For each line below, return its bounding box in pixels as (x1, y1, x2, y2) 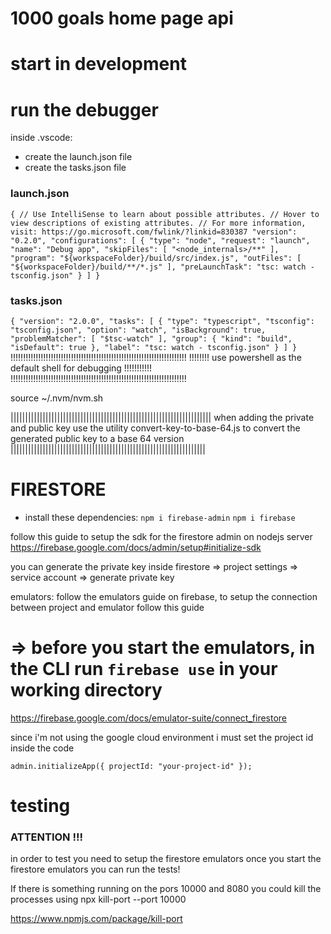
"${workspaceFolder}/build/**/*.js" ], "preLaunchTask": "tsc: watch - (10, 262, 315, 272)
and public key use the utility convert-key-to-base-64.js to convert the (10, 422, 301, 434)
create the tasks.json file (24, 162, 127, 174)
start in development (10, 53, 187, 76)
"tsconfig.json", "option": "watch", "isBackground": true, (10, 325, 267, 335)
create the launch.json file (24, 151, 133, 163)
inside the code (10, 742, 75, 754)
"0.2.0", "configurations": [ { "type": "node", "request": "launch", (10, 235, 311, 246)
